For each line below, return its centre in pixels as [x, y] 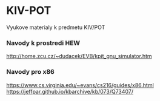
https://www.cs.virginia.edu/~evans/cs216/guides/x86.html [80, 85]
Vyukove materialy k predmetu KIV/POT [56, 27]
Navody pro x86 [30, 72]
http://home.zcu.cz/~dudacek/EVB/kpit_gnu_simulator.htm [79, 56]
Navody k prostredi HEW [43, 43]
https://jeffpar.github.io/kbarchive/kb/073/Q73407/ [70, 91]
